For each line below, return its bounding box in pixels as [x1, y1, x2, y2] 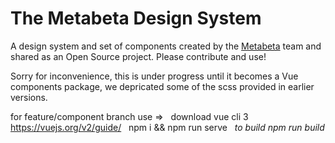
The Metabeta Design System [10, 7, 262, 30]
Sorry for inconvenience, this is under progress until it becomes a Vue [10, 70, 299, 82]
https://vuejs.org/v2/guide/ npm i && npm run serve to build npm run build [10, 121, 325, 133]
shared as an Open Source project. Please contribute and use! [10, 50, 267, 62]
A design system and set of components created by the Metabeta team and [10, 40, 322, 52]
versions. [10, 91, 48, 103]
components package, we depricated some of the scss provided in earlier [10, 80, 315, 92]
